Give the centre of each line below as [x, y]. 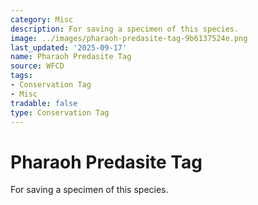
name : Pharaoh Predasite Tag [71, 57]
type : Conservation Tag [60, 112]
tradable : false [44, 103]
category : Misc [42, 19]
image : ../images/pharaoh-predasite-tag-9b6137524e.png [129, 38]
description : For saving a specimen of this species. [125, 29]
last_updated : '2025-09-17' [69, 47]
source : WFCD [37, 66]
